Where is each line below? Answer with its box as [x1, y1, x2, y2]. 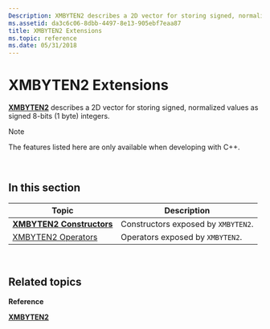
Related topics [8, 275, 82, 289]
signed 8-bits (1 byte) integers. [8, 112, 110, 121]
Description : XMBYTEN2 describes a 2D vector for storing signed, [8, 11, 235, 20]
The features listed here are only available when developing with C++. [8, 142, 240, 152]
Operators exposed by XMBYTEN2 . [120, 231, 243, 242]
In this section [8, 181, 81, 195]
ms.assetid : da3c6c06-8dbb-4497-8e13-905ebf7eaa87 [8, 19, 182, 27]
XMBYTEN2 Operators [12, 231, 98, 242]
